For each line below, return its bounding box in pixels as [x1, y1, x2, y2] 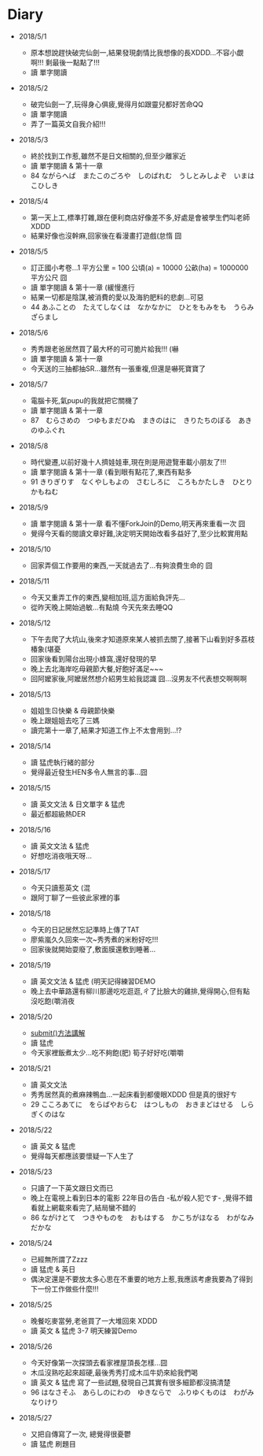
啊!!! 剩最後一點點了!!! [30, 57, 100, 67]
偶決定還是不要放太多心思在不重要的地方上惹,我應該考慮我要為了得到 [30, 1274, 253, 1284]
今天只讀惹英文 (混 [30, 883, 91, 892]
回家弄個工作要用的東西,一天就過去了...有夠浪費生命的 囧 [30, 561, 213, 570]
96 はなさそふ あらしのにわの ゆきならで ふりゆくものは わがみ [30, 1387, 254, 1397]
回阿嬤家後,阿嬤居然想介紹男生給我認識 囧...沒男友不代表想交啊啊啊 [30, 673, 247, 683]
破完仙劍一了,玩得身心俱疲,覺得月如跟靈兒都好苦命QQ [30, 99, 204, 109]
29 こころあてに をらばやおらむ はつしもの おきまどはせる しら [30, 1099, 254, 1109]
